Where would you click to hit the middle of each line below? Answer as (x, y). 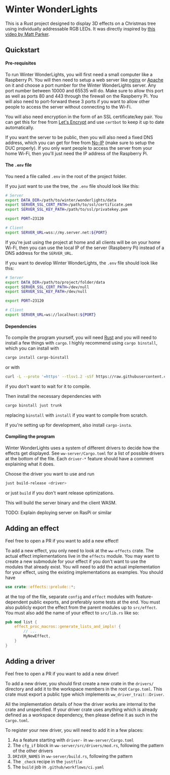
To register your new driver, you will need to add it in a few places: (74, 730)
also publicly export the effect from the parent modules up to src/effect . (81, 607)
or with (13, 367)
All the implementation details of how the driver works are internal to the (80, 704)
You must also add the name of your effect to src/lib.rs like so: (72, 613)
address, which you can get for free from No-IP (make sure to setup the (80, 143)
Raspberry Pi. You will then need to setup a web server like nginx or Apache (84, 80)
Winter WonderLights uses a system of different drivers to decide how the (82, 448)
